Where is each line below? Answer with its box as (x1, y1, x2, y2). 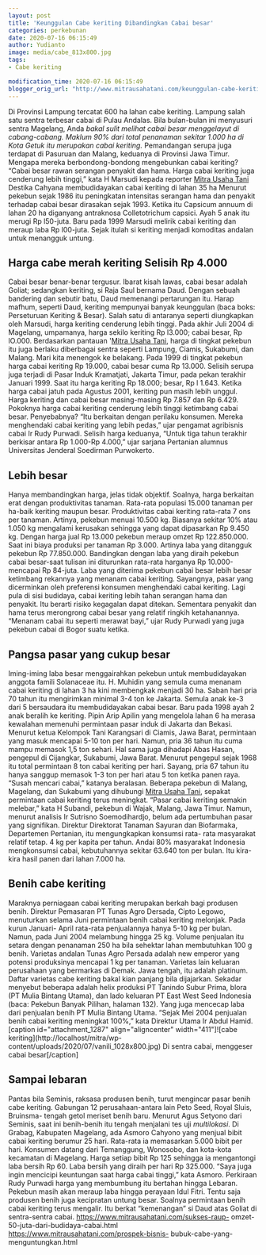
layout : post (8, 11, 51, 20)
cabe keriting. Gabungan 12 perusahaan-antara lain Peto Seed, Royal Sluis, (8, 1102, 252, 1111)
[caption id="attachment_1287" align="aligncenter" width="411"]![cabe (8, 1024, 237, 1034)
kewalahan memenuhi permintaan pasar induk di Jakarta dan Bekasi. (8, 719, 233, 728)
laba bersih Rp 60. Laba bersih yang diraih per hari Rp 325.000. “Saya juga (8, 1161, 252, 1171)
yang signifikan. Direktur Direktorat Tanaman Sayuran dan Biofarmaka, (8, 820, 238, 830)
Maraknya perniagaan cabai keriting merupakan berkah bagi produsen (8, 898, 238, 908)
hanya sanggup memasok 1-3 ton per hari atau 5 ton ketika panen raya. (8, 770, 241, 779)
